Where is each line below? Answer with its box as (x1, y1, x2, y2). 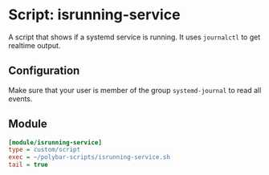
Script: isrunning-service (8, 6, 181, 24)
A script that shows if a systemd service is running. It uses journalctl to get (8, 32, 261, 42)
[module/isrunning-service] (8, 138, 103, 146)
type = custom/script (8, 146, 81, 154)
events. (8, 94, 33, 104)
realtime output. (8, 40, 61, 50)
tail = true (8, 161, 48, 169)
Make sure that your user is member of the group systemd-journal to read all (8, 85, 262, 95)
